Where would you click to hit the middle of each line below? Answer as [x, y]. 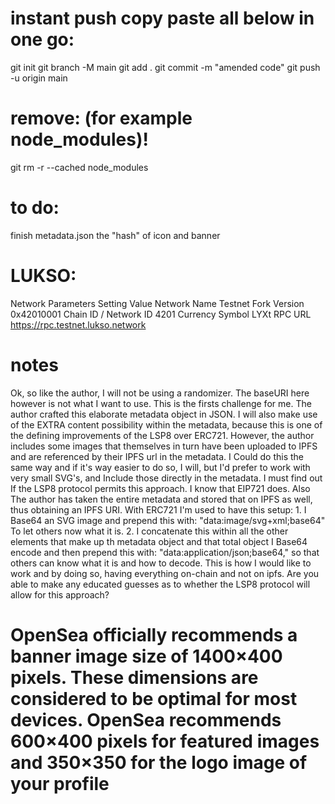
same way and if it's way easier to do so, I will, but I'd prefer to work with [160, 467]
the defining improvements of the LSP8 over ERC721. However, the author [162, 435]
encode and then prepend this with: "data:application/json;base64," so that [165, 552]
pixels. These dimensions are [134, 677]
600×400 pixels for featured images [165, 741]
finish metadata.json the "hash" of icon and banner [115, 235]
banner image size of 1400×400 [146, 656]
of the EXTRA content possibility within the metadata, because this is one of [166, 424]
